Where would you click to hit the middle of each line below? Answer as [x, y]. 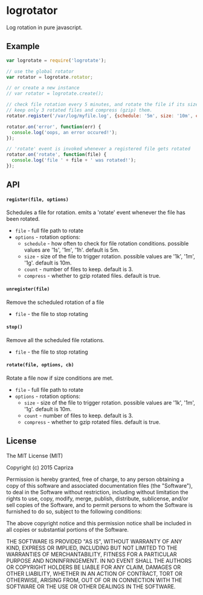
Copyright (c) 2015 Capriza [40, 467]
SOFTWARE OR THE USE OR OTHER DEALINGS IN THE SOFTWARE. [91, 587]
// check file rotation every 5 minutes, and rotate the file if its [96, 105]
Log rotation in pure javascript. [44, 27]
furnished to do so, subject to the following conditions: [74, 511]
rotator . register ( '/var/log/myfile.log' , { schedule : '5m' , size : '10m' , [100, 116]
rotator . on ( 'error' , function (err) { [54, 127]
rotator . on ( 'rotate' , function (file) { [56, 155]
